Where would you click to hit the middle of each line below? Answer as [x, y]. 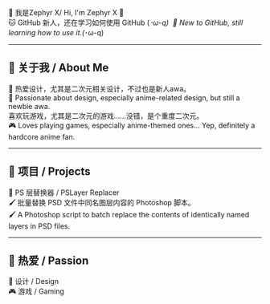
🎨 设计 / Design [33, 282]
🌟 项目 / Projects [49, 172]
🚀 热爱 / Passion [49, 261]
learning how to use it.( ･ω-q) [56, 32]
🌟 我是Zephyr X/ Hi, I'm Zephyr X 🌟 [66, 12]
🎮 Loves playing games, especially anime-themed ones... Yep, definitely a [132, 125]
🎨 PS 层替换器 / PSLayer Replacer [64, 193]
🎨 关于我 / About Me [59, 68]
